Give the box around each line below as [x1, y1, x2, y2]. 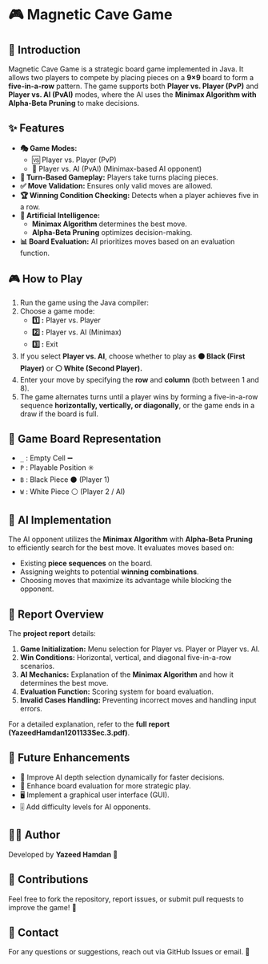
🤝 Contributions [8, 873, 89, 886]
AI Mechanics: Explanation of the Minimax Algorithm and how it [19, 670, 234, 679]
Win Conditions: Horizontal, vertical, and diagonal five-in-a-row [19, 653, 232, 662]
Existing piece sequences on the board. [19, 558, 153, 569]
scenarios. [19, 662, 55, 671]
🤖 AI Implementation [8, 513, 112, 527]
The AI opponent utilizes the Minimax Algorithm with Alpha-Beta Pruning [8, 534, 254, 545]
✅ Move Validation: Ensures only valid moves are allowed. [19, 180, 214, 190]
